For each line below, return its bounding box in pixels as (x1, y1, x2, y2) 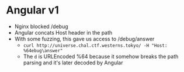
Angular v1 (6, 4, 60, 17)
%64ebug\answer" (23, 47, 63, 53)
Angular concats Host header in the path (14, 29, 113, 36)
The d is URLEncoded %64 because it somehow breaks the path (23, 53, 179, 60)
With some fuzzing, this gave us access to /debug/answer (14, 35, 155, 42)
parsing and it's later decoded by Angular (23, 59, 124, 66)
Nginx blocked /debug (14, 23, 68, 30)
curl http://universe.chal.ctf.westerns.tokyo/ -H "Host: (23, 42, 168, 49)
